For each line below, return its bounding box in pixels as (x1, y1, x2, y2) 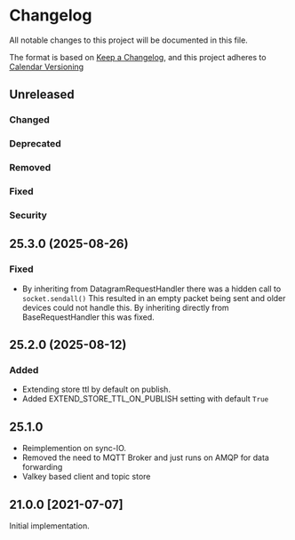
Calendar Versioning (9, 61, 84, 72)
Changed (9, 114, 51, 126)
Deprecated (9, 138, 62, 150)
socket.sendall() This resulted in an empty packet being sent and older (21, 292, 286, 303)
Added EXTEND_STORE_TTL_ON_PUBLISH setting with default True (21, 393, 269, 404)
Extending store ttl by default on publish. (21, 384, 171, 395)
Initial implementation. (9, 520, 91, 531)
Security (9, 209, 47, 221)
